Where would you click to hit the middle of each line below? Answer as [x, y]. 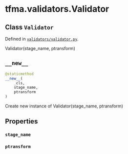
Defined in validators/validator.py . [42, 39]
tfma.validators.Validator [57, 9]
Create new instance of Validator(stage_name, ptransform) [64, 106]
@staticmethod [20, 74]
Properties [21, 121]
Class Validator [29, 27]
